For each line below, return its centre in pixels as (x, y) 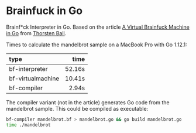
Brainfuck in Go (44, 11)
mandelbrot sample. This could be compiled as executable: (77, 108)
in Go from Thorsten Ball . (36, 33)
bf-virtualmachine (34, 79)
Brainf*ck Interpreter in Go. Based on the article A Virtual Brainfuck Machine (98, 27)
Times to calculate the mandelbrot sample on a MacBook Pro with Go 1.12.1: (97, 45)
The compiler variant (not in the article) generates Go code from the (88, 102)
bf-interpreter (28, 69)
